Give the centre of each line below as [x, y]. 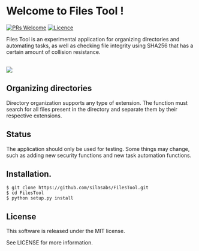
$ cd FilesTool [25, 193]
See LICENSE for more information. [49, 243]
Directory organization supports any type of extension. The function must [97, 102]
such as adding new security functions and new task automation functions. [99, 155]
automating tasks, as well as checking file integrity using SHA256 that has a [100, 46]
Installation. [29, 174]
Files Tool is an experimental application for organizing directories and [93, 39]
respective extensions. [34, 116]
